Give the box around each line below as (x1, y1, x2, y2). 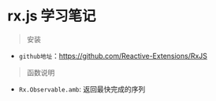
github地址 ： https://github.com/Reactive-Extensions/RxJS (18, 51, 208, 60)
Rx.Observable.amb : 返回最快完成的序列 (18, 84, 146, 94)
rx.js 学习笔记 (7, 7, 96, 25)
